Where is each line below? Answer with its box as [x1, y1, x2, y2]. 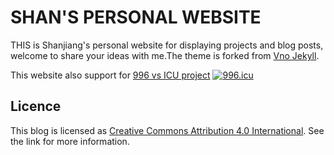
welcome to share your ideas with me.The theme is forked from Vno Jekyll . [10, 49, 320, 61]
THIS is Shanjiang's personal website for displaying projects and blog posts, [10, 39, 324, 51]
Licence [10, 98, 62, 115]
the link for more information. [10, 135, 130, 147]
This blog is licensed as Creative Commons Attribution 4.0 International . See [10, 124, 325, 136]
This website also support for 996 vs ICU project [10, 69, 211, 81]
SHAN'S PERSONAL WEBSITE [10, 6, 262, 29]
